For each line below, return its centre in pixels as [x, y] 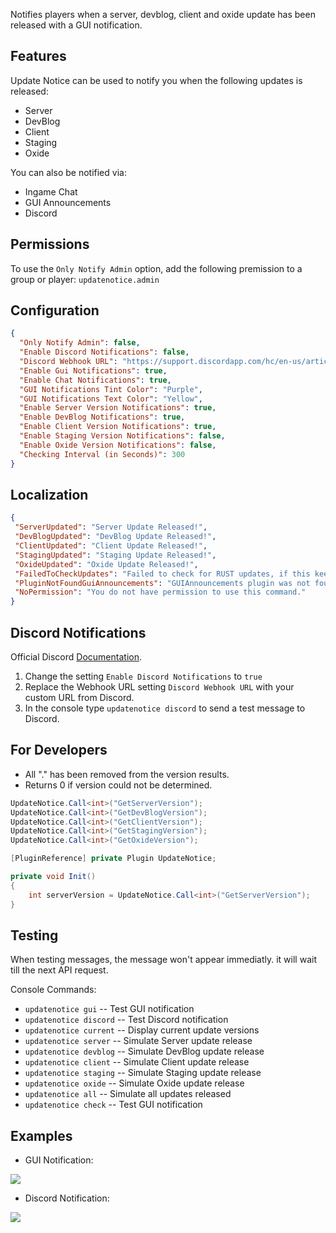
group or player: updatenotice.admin [85, 279]
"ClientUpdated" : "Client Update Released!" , [111, 546]
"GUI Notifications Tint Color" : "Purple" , [111, 389]
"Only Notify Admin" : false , [80, 343]
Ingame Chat [51, 191]
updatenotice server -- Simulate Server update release [138, 1041]
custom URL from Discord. [79, 697]
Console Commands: [53, 990]
